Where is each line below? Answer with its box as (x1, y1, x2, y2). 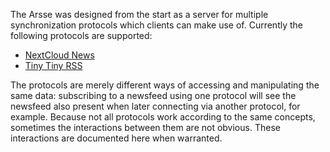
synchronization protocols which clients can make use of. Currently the (10, 19, 303, 31)
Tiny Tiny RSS (24, 60, 83, 71)
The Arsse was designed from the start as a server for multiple (10, 9, 269, 20)
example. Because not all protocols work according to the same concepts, (10, 111, 316, 123)
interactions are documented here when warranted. (10, 132, 223, 144)
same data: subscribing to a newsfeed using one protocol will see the (10, 90, 297, 101)
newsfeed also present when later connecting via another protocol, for (10, 100, 301, 112)
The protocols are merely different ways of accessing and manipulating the (10, 79, 320, 91)
